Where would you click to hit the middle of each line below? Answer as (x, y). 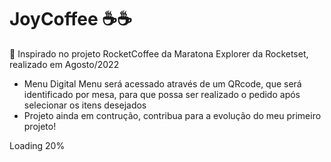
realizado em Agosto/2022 (64, 64)
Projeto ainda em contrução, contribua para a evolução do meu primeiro (172, 115)
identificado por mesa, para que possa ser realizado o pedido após (162, 94)
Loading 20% (37, 145)
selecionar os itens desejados (85, 105)
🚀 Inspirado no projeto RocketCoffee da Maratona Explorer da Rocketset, (159, 53)
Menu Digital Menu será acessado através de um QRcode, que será (162, 83)
